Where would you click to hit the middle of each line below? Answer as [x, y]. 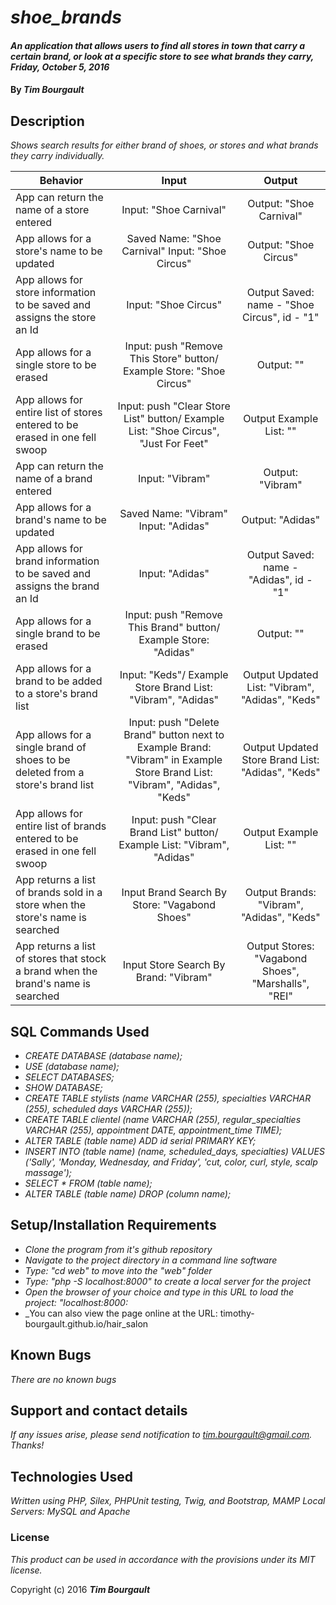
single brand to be [58, 634]
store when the [51, 905]
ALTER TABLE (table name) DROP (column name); [128, 1194]
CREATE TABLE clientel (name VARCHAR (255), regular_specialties [163, 1119]
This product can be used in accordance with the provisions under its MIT [163, 1559]
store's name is [51, 918]
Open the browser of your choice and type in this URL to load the [159, 1292]
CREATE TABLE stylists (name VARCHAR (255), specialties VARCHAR [168, 1098]
